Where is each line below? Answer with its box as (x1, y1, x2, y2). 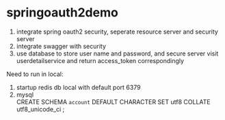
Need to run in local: (6, 70, 64, 78)
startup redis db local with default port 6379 (16, 83, 141, 91)
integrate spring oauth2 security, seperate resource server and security (16, 27, 218, 36)
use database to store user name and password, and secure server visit (16, 49, 219, 58)
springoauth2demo (6, 5, 119, 21)
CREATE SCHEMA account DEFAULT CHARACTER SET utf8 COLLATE (16, 97, 211, 106)
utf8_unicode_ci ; (16, 105, 65, 113)
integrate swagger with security (16, 42, 107, 50)
